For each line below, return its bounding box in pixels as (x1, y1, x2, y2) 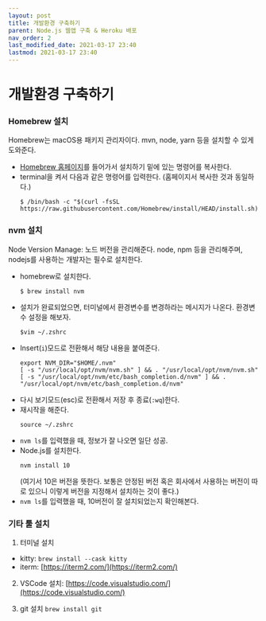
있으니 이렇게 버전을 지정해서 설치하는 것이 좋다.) (28, 486, 179, 496)
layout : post (8, 11, 52, 20)
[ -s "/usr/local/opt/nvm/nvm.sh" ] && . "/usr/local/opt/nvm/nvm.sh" (19, 365, 259, 374)
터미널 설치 (19, 538, 55, 548)
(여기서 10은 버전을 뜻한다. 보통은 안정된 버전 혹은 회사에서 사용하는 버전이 (19, 476, 250, 486)
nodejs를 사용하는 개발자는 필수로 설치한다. (8, 254, 143, 264)
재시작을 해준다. (19, 404, 69, 414)
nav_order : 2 (8, 33, 52, 42)
